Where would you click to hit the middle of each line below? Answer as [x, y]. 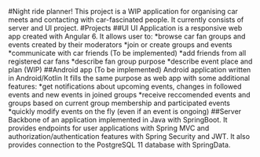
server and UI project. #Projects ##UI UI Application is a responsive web [125, 28]
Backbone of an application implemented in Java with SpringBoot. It [118, 120]
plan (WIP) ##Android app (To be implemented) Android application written [130, 69]
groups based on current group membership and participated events [119, 103]
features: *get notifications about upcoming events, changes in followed [125, 86]
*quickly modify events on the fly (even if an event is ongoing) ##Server [125, 111]
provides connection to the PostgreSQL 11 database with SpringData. [119, 145]
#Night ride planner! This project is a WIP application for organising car [123, 11]
